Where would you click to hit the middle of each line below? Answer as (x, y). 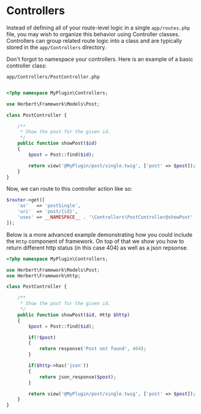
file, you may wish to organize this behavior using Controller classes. (93, 34)
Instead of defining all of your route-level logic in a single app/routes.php (98, 28)
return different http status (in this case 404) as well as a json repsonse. (97, 247)
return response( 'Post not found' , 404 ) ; (93, 349)
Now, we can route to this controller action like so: (70, 189)
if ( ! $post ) (42, 337)
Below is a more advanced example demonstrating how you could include (100, 234)
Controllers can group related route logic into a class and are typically (94, 40)
